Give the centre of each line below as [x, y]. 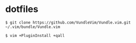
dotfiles [22, 9]
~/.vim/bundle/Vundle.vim [33, 27]
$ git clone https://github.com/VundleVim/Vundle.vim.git [68, 22]
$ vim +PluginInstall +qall [35, 35]
